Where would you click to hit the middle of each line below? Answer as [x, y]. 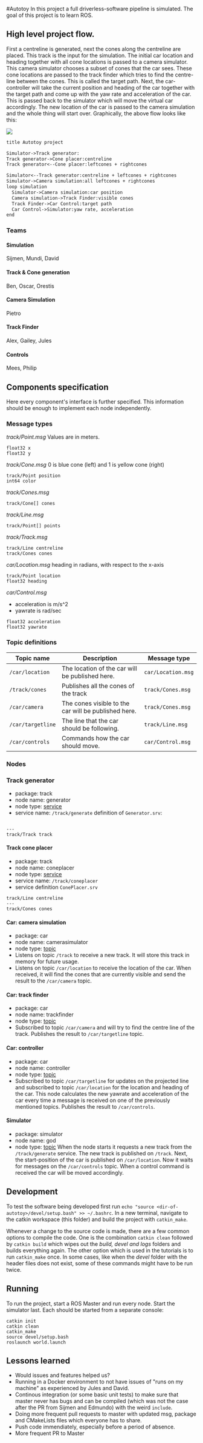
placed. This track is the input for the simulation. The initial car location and [100, 55]
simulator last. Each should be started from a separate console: [85, 1310]
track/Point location [34, 576]
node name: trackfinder [44, 1015]
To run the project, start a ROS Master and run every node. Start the [91, 1303]
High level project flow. [50, 34]
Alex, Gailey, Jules [29, 341]
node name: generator [43, 800]
